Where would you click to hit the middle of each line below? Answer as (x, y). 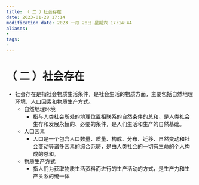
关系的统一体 (54, 176)
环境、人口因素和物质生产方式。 (54, 101)
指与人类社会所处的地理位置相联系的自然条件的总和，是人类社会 (111, 116)
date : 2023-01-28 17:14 (36, 17)
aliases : (17, 28)
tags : (13, 39)
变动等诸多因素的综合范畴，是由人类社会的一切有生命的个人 (111, 146)
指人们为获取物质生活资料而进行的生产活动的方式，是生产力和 (109, 168)
